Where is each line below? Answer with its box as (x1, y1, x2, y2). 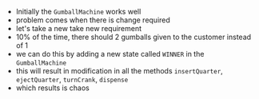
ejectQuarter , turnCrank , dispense (15, 75, 129, 84)
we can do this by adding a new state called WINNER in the (15, 49, 205, 58)
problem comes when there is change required (15, 15, 170, 25)
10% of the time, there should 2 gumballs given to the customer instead (15, 32, 252, 42)
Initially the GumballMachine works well (15, 7, 141, 16)
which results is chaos (15, 83, 90, 93)
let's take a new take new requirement (15, 24, 142, 33)
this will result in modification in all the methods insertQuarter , (15, 66, 224, 75)
